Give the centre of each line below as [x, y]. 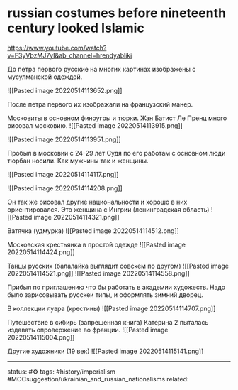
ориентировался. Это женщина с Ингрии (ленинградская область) [108, 209]
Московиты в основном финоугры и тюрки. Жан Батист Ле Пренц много [117, 118]
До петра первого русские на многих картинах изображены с [102, 69]
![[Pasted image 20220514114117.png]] [63, 174]
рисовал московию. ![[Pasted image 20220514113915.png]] [95, 125]
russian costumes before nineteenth [117, 13]
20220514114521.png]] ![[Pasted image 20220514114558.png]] [98, 273]
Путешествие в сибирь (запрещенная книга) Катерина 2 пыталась [108, 322]
